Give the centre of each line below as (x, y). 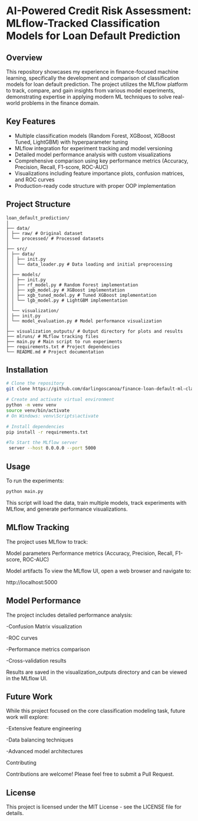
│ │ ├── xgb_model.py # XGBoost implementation (66, 290)
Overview (24, 57)
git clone (18, 389)
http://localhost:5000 (32, 582)
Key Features (31, 122)
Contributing (21, 763)
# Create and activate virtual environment (60, 400)
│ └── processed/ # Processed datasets (55, 239)
